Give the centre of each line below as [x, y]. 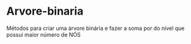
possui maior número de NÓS [43, 34]
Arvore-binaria [45, 11]
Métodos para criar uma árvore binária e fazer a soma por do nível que [95, 28]
